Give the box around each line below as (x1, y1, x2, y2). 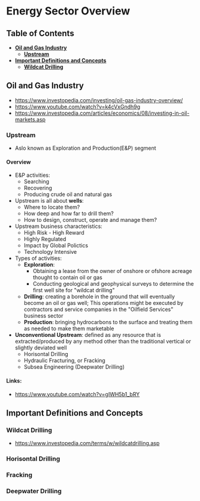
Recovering (23, 185, 53, 192)
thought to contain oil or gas (32, 274, 103, 281)
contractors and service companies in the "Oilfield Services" (23, 306, 174, 313)
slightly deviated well (14, 344, 67, 351)
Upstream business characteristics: (14, 223, 103, 230)
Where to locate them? (23, 203, 80, 211)
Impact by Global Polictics (23, 242, 89, 249)
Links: (6, 377, 22, 384)
